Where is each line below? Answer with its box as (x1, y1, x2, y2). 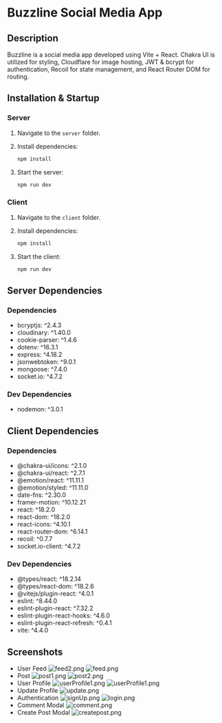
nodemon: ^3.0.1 (16, 405, 63, 414)
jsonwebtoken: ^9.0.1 (16, 358, 76, 366)
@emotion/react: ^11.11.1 (16, 476, 85, 485)
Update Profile (16, 686, 58, 695)
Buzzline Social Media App (7, 5, 163, 21)
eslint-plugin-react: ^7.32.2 (16, 604, 94, 613)
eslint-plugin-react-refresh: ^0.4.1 (16, 619, 112, 627)
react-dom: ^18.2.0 (16, 513, 71, 521)
